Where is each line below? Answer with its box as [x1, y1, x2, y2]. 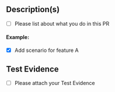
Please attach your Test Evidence [14, 79, 95, 86]
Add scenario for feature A [14, 47, 79, 54]
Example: [6, 34, 30, 41]
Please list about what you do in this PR [14, 20, 110, 27]
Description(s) [6, 5, 60, 15]
